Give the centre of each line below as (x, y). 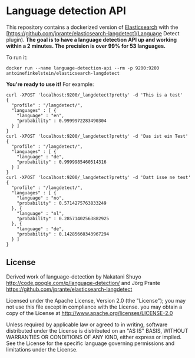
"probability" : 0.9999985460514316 (62, 162)
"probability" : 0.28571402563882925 (63, 218)
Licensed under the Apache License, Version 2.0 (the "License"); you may (96, 300)
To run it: (17, 57)
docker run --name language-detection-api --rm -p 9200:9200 (83, 68)
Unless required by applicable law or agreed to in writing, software (87, 324)
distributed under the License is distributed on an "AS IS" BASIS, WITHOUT (97, 330)
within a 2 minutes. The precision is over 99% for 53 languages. (86, 46)
